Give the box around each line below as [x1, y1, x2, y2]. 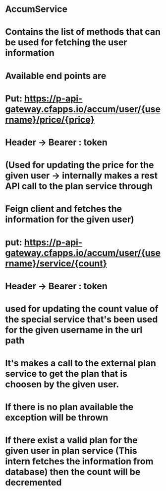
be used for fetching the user [5, 37, 127, 48]
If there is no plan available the [5, 402, 134, 413]
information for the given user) [5, 214, 135, 225]
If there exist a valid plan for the [5, 435, 138, 446]
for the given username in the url [5, 324, 143, 335]
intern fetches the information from [5, 456, 154, 467]
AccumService [5, 3, 68, 15]
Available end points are [5, 70, 107, 82]
